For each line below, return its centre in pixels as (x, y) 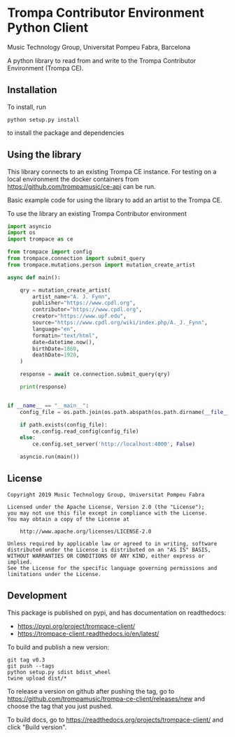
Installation (32, 90)
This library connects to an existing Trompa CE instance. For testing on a (112, 171)
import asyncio (29, 226)
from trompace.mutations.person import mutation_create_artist (101, 265)
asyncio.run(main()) (50, 457)
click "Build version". (37, 727)
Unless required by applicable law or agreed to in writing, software (112, 543)
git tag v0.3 (26, 660)
